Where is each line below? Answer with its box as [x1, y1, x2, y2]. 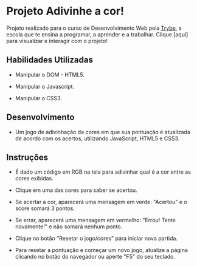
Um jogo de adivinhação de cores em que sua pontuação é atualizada [15, 128, 190, 135]
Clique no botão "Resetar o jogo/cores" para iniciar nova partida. [15, 235, 178, 242]
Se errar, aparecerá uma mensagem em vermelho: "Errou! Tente [15, 217, 176, 224]
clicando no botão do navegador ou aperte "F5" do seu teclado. [15, 253, 175, 261]
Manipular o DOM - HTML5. [15, 71, 85, 78]
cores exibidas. [15, 175, 54, 182]
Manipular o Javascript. [15, 83, 75, 90]
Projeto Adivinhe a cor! [6, 4, 125, 18]
